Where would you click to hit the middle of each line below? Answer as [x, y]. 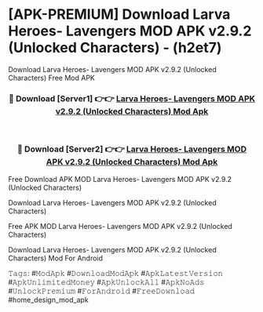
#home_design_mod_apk [48, 299]
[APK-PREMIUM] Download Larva [119, 15]
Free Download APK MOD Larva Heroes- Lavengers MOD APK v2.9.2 [120, 179]
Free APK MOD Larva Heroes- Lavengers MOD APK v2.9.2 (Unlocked [121, 226]
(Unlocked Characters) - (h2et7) [115, 48]
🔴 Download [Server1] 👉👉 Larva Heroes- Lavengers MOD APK [132, 98]
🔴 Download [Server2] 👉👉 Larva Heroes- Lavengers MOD [132, 149]
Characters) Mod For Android [56, 258]
